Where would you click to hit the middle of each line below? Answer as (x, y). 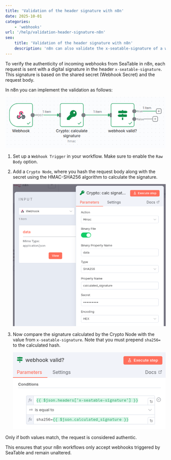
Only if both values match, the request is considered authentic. (71, 437)
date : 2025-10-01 (24, 16)
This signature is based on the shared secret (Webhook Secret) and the (80, 75)
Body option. (25, 161)
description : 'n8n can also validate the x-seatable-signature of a (89, 49)
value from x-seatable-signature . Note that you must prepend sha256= (87, 340)
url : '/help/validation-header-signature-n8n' (55, 32)
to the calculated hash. (37, 345)
